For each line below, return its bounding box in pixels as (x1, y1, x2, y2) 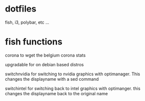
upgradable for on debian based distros (5, 61, 84, 67)
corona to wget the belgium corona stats (5, 52, 86, 58)
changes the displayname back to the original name (5, 90, 108, 96)
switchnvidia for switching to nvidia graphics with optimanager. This (5, 71, 140, 77)
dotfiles (5, 3, 37, 14)
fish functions (5, 36, 63, 47)
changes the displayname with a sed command (5, 76, 99, 82)
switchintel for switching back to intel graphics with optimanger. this (5, 86, 141, 91)
